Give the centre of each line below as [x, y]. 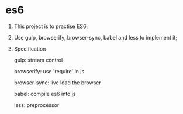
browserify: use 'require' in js [49, 71]
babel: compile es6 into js [45, 94]
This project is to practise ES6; [51, 26]
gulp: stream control [38, 60]
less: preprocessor [37, 105]
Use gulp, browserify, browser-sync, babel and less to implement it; [96, 37]
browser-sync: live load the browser [57, 83]
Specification [30, 49]
